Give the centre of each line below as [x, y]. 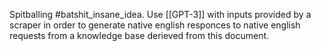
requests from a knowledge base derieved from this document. [139, 35]
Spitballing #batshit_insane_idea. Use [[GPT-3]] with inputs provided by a [160, 14]
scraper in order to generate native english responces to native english [155, 25]
